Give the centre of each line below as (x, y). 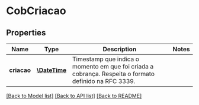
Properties (26, 33)
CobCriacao (36, 11)
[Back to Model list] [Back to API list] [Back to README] (74, 96)
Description (120, 49)
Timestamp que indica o (105, 59)
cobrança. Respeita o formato (113, 74)
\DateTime (52, 70)
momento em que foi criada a (113, 66)
